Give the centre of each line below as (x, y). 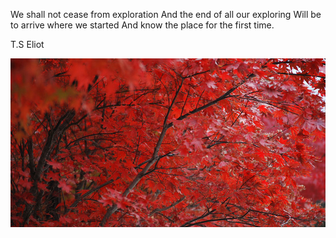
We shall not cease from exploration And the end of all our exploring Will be (166, 14)
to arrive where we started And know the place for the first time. (142, 25)
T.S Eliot (27, 44)
